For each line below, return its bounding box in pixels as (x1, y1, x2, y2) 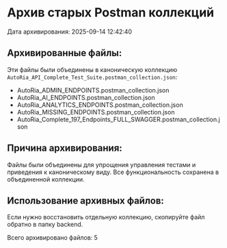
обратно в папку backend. (7, 221, 83, 229)
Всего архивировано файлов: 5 (7, 234, 98, 242)
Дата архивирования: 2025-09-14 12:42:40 (7, 27, 132, 36)
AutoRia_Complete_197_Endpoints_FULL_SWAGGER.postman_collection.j (16, 115, 220, 123)
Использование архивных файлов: (7, 195, 164, 206)
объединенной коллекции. (7, 175, 85, 183)
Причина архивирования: (7, 142, 123, 154)
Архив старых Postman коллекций (7, 5, 214, 21)
